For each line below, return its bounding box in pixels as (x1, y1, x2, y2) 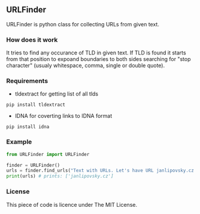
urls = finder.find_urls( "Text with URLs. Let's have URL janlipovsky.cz (6, 167, 195, 174)
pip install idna (6, 124, 50, 130)
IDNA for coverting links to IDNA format (14, 112, 113, 120)
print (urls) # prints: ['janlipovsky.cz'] (6, 173, 114, 179)
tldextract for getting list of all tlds (14, 90, 99, 97)
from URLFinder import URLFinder (6, 151, 90, 157)
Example (6, 137, 32, 146)
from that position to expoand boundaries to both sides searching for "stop (6, 56, 191, 63)
